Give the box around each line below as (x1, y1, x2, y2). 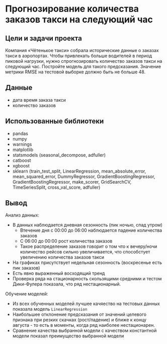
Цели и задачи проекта (5, 34, 82, 42)
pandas (12, 130, 29, 137)
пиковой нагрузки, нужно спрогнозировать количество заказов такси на (5, 58, 162, 64)
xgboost (12, 162, 30, 168)
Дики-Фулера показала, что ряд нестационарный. (12, 281, 121, 287)
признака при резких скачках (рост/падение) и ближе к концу (12, 317, 147, 323)
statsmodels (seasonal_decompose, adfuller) (12, 152, 106, 158)
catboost (12, 157, 31, 163)
